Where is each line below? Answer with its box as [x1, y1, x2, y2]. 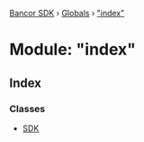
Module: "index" [9, 40, 137, 60]
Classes [9, 102, 46, 115]
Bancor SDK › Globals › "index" [9, 8, 125, 18]
